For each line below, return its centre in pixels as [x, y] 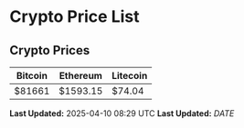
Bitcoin [32, 76]
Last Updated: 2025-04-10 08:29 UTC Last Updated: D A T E [122, 113]
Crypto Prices [50, 50]
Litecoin [129, 76]
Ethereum [81, 76]
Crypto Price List [74, 17]
